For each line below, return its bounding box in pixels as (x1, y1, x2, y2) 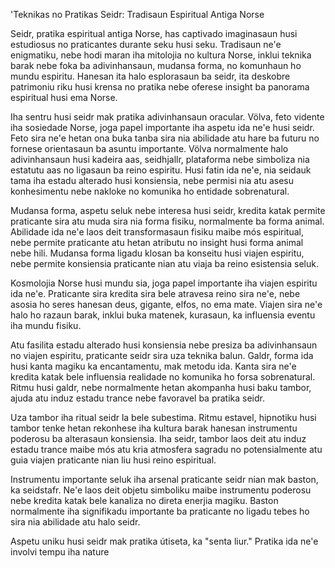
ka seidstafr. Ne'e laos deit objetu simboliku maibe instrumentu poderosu (10, 484, 312, 496)
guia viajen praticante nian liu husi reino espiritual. (10, 454, 217, 466)
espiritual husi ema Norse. (10, 92, 118, 103)
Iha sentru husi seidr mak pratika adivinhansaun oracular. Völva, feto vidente (10, 111, 325, 123)
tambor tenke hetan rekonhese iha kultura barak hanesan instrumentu (10, 422, 298, 434)
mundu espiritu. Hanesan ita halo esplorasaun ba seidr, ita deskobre (10, 70, 291, 82)
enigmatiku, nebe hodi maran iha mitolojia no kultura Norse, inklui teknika (10, 49, 312, 61)
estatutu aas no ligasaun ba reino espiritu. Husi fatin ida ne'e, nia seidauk (10, 164, 312, 176)
